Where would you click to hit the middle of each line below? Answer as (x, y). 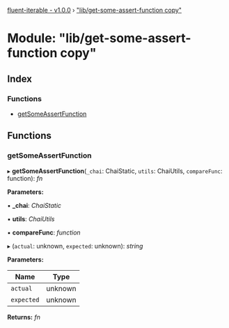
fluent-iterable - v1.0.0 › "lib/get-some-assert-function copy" (95, 10)
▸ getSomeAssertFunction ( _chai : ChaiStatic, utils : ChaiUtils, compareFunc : (115, 171)
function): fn (25, 178)
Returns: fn (24, 317)
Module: (32, 38)
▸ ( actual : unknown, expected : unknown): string (75, 246)
